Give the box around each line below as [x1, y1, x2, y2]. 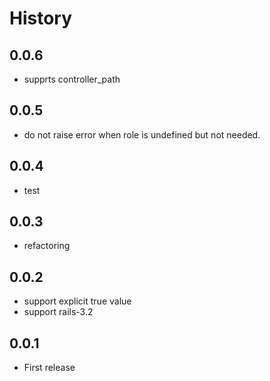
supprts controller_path [23, 73, 121, 85]
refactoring [23, 240, 71, 252]
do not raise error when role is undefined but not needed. [23, 128, 261, 141]
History [9, 7, 73, 30]
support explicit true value [23, 295, 132, 307]
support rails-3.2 [23, 306, 94, 318]
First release [23, 362, 76, 374]
